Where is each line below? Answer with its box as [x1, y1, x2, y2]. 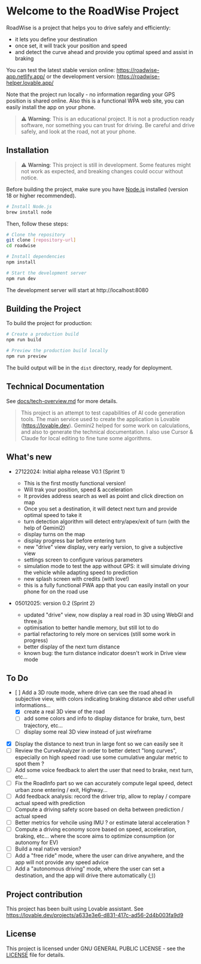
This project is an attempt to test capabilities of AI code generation [20, 409, 185, 416]
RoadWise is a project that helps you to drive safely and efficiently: [6, 24, 171, 31]
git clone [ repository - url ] [6, 237, 77, 244]
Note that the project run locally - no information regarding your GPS [6, 91, 175, 98]
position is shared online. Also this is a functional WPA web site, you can [6, 97, 184, 104]
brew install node [6, 209, 52, 215]
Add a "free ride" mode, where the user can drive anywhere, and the [14, 852, 184, 859]
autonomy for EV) [14, 839, 59, 846]
